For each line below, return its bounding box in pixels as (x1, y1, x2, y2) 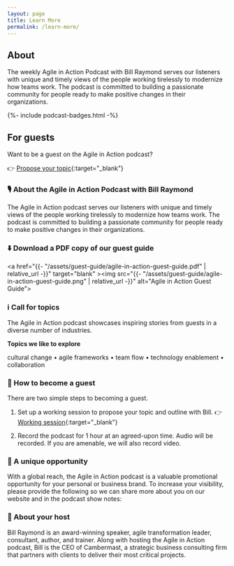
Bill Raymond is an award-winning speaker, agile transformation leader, (7, 528, 212, 537)
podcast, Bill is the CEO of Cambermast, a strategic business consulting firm (7, 543, 228, 551)
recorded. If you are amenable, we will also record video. (17, 439, 182, 448)
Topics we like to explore (7, 339, 81, 347)
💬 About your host (7, 512, 70, 522)
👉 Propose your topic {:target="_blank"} (7, 164, 124, 172)
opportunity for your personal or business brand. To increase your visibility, (7, 480, 224, 488)
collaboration (7, 360, 45, 368)
